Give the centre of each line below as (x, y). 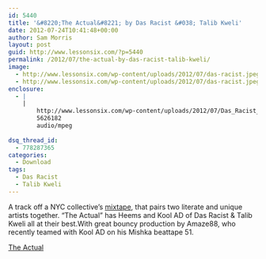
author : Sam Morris (40, 38)
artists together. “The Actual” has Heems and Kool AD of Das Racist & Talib (131, 215)
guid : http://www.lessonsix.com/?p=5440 (76, 52)
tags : (17, 170)
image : (19, 67)
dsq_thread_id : (33, 140)
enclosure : (26, 89)
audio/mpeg (55, 126)
